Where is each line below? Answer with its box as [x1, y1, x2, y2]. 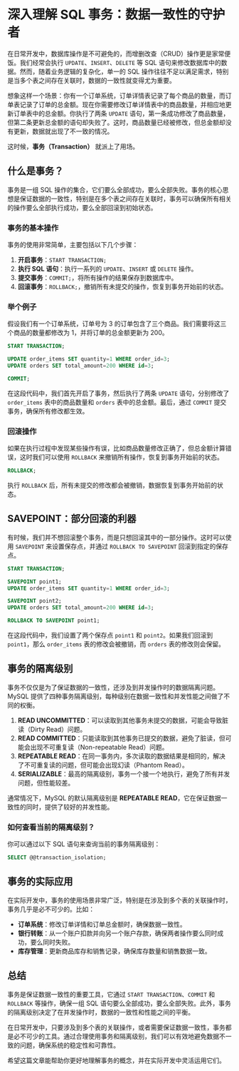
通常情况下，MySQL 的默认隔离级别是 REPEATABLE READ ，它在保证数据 [7, 793, 222, 802]
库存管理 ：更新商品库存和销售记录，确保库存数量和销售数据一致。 [17, 947, 211, 955]
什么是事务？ [7, 165, 64, 177]
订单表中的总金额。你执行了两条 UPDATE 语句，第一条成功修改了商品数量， [13, 109, 230, 118]
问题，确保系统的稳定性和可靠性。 [19, 1040, 119, 1050]
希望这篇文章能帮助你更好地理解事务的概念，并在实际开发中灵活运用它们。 [7, 1056, 225, 1065]
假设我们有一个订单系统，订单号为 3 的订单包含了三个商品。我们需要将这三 [7, 319, 227, 328]
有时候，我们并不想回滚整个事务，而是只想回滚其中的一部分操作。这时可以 [7, 533, 225, 541]
